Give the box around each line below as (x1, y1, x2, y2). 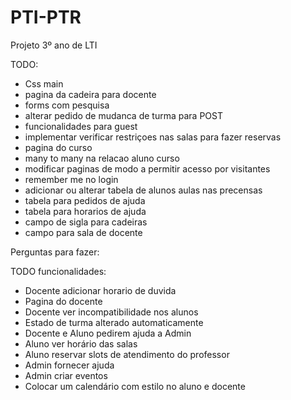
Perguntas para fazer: (10, 246, 100, 258)
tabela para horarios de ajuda (24, 205, 147, 217)
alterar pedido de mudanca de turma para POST (24, 109, 223, 121)
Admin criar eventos (24, 369, 108, 381)
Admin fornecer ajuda (24, 359, 115, 371)
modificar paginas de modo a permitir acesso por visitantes (24, 162, 271, 175)
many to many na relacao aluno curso (24, 152, 180, 164)
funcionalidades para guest (24, 120, 138, 132)
